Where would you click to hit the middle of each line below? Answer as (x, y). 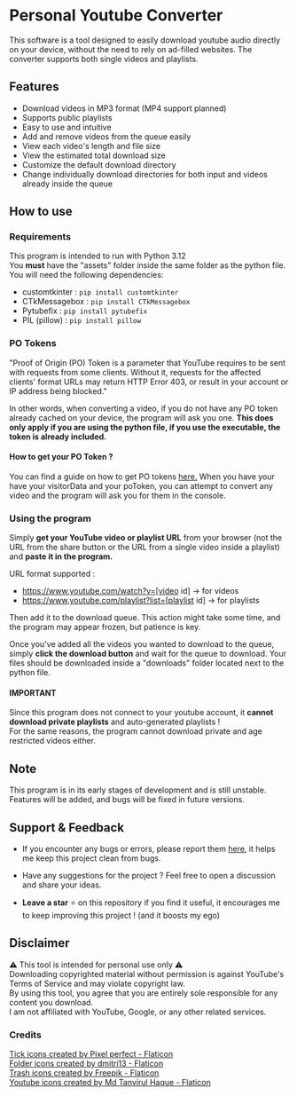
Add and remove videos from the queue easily (106, 136)
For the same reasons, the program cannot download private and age (136, 731)
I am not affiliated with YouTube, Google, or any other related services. (138, 1012)
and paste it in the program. (61, 556)
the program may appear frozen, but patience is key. (105, 627)
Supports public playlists (67, 117)
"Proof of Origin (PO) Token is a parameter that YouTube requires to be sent (148, 363)
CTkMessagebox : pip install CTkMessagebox (106, 302)
